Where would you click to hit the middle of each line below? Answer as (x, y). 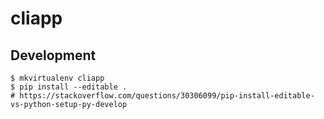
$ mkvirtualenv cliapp (57, 78)
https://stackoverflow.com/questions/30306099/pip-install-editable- (167, 96)
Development (53, 55)
